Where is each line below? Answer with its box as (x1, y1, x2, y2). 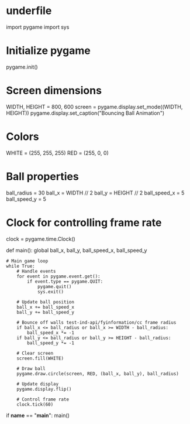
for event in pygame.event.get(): (16, 273, 101, 279)
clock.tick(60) (16, 401, 54, 408)
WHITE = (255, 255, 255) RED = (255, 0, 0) (6, 149, 109, 156)
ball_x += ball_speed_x (16, 304, 75, 310)
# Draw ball (16, 365, 46, 371)
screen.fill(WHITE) (16, 355, 64, 361)
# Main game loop (6, 258, 49, 264)
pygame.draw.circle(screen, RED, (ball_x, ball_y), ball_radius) (16, 371, 179, 377)
